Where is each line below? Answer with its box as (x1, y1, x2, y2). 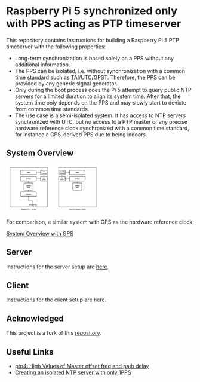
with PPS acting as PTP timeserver (6, 17, 181, 30)
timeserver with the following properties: (6, 43, 106, 50)
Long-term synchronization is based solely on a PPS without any (14, 54, 174, 62)
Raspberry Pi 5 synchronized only (6, 4, 178, 18)
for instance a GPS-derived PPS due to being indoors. (14, 130, 147, 138)
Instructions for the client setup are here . (6, 296, 107, 303)
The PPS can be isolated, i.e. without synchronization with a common (14, 67, 186, 74)
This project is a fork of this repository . (6, 329, 101, 337)
